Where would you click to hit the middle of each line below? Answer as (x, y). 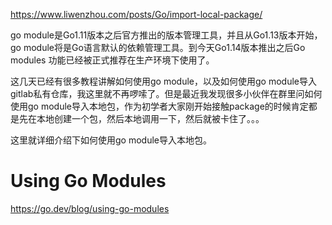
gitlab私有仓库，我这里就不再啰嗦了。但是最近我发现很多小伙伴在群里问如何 (166, 93)
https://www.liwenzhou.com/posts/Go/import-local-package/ (136, 14)
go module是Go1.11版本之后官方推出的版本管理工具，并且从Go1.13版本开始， (166, 35)
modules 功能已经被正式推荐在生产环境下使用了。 (112, 60)
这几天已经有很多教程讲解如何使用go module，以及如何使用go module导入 (163, 81)
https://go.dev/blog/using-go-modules (90, 208)
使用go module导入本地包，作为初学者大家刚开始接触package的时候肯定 (159, 106)
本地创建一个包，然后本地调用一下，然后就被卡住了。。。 (150, 118)
